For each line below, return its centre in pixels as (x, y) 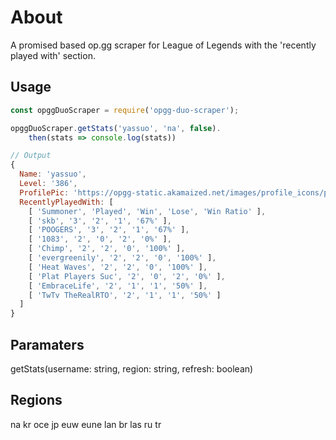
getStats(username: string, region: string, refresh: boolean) (132, 368)
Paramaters (47, 344)
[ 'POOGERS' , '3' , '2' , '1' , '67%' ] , (109, 230)
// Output (31, 156)
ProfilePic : (44, 192)
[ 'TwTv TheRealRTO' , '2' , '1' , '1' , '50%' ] (125, 295)
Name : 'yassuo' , (53, 174)
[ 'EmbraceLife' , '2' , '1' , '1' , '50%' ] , (118, 286)
